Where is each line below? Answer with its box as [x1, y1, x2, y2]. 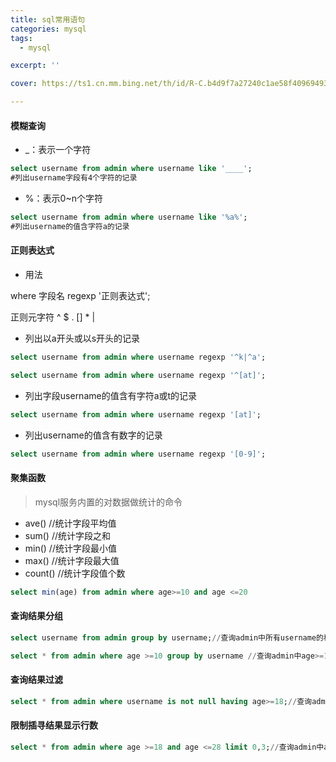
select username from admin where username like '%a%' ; [10, 212, 248, 222]
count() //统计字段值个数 [24, 567, 126, 579]
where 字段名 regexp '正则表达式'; [10, 289, 151, 301]
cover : [10, 79, 38, 89]
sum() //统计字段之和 [24, 529, 111, 541]
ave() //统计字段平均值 [24, 517, 117, 529]
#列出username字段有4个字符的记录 [10, 173, 138, 183]
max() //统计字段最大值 [24, 554, 120, 566]
